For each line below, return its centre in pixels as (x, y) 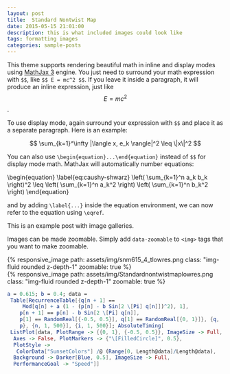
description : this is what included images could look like (95, 33)
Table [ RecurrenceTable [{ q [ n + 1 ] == (62, 300)
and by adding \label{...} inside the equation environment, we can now (110, 205)
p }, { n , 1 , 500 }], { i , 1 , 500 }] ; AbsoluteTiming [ (92, 326)
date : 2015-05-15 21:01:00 (46, 26)
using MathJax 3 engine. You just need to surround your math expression (111, 72)
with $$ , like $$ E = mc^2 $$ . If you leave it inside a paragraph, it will (103, 79)
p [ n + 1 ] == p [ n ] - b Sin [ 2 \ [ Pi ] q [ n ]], (80, 313)
